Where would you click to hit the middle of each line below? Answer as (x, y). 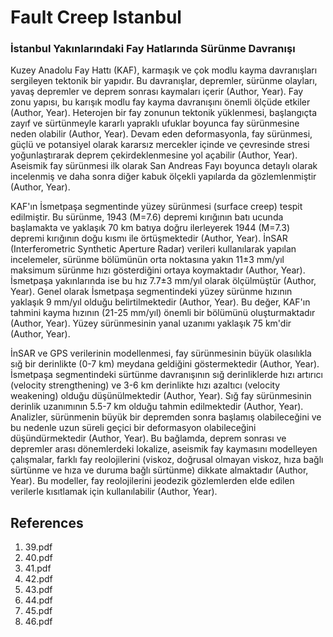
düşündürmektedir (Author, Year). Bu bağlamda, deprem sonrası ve (148, 438)
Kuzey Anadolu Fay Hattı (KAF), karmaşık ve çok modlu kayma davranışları (164, 70)
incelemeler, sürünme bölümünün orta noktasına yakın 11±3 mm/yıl (147, 260)
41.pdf (38, 568)
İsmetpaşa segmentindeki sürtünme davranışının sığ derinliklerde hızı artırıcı (167, 375)
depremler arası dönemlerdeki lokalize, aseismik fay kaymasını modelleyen (164, 449)
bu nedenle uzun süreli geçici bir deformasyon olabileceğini (133, 428)
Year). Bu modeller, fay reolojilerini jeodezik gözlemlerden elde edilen (152, 481)
